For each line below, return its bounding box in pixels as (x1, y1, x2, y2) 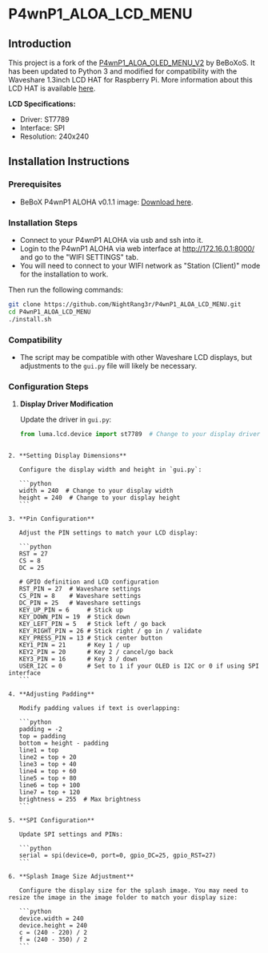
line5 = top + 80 (18, 774, 78, 782)
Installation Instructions (8, 155, 130, 168)
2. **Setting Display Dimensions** (8, 452, 127, 460)
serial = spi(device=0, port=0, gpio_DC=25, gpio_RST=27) (18, 851, 217, 860)
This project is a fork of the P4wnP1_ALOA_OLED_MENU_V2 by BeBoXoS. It (8, 58, 255, 67)
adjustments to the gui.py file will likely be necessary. (19, 361, 198, 370)
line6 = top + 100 (18, 781, 81, 789)
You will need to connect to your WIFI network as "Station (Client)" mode (19, 260, 261, 270)
